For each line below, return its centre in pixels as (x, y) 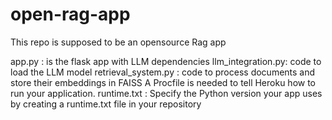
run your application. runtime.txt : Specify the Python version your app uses (166, 93)
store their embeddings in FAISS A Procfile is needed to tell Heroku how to (163, 82)
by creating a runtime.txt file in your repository (106, 104)
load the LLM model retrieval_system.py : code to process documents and (163, 72)
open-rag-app (70, 14)
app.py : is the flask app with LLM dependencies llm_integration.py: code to (166, 61)
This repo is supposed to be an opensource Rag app (118, 42)
